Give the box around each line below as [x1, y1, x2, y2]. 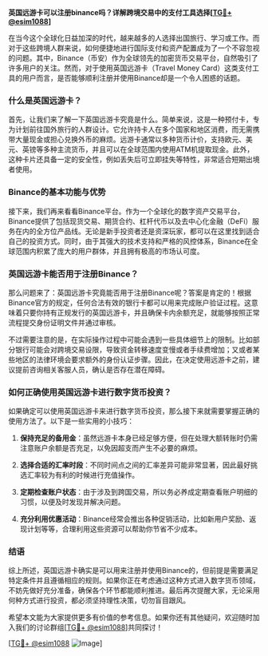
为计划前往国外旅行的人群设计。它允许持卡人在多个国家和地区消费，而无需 [8, 125, 253, 134]
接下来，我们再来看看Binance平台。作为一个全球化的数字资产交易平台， [8, 206, 245, 216]
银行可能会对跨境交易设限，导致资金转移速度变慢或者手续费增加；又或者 [14, 344, 253, 354]
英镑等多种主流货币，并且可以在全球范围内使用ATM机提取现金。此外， [22, 145, 254, 154]
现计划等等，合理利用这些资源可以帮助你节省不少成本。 [19, 524, 202, 534]
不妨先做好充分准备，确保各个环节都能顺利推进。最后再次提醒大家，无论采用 [8, 586, 260, 595]
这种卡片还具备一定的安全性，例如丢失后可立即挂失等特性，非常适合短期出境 [8, 155, 260, 165]
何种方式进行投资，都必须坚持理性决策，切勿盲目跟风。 [8, 595, 190, 606]
